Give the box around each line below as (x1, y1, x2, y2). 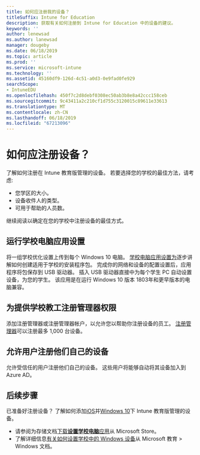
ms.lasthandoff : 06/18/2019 (6, 115, 77, 121)
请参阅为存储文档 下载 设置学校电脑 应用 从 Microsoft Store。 (14, 427, 160, 435)
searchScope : (6, 82, 39, 88)
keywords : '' (6, 25, 39, 32)
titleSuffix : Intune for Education (6, 14, 95, 20)
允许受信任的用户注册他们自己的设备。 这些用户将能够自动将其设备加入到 (6, 364, 186, 371)
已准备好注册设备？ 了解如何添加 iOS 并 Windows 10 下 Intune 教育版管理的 (6, 408, 186, 415)
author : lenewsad (6, 31, 50, 37)
